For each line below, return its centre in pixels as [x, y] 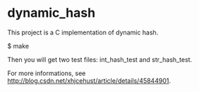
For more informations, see [47, 73]
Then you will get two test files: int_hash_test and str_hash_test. [100, 59]
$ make [18, 46]
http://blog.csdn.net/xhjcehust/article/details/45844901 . [89, 80]
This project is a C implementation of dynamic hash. [83, 32]
